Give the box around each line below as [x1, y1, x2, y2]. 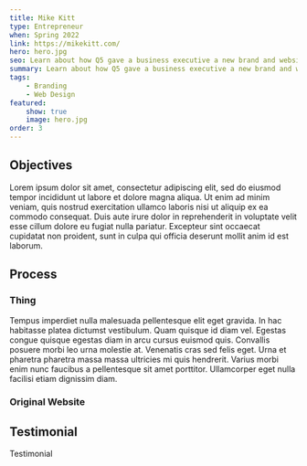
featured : [9, 98, 48, 108]
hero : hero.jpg [9, 48, 68, 57]
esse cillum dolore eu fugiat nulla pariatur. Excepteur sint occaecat [9, 220, 260, 231]
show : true [26, 107, 68, 116]
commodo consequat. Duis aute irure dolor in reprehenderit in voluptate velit [9, 211, 297, 222]
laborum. [9, 239, 44, 251]
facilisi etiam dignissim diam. [9, 373, 118, 384]
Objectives [9, 157, 73, 174]
